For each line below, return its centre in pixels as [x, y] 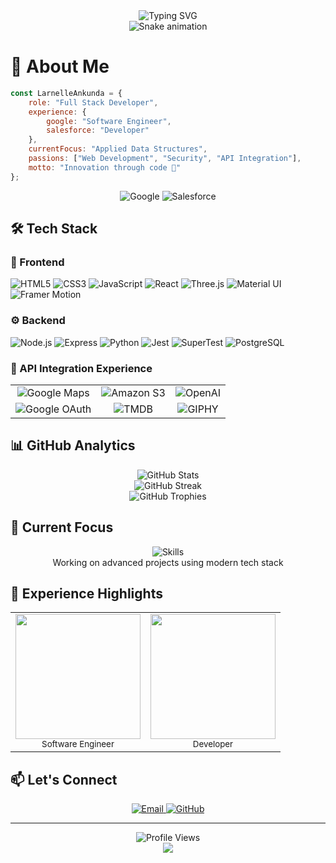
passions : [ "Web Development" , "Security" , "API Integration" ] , [165, 159]
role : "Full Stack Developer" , [93, 102]
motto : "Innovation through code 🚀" [105, 167]
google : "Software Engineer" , [109, 121]
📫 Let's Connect [64, 779]
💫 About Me [60, 66]
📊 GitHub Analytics [73, 445]
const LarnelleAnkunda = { [66, 93]
